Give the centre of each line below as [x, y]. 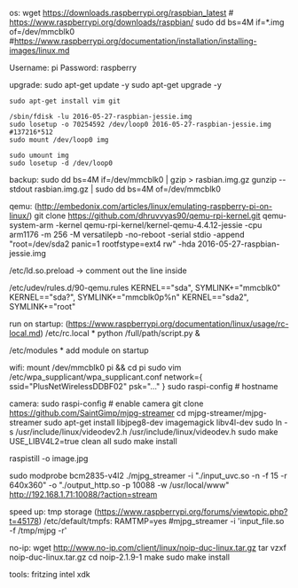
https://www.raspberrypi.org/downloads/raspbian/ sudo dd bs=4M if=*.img [147, 22]
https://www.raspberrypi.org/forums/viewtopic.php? [192, 512]
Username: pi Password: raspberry [73, 67]
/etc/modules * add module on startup [79, 350]
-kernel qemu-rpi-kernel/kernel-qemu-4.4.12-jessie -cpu [159, 225]
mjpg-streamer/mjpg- [227, 413]
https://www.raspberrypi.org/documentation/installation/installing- [135, 41]
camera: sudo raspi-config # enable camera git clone [106, 404]
